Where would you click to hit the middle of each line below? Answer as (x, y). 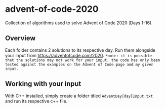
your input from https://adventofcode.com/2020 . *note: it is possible (79, 55)
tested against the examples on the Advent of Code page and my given (79, 64)
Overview (21, 38)
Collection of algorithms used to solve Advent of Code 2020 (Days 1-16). (79, 23)
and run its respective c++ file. (36, 101)
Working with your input (43, 84)
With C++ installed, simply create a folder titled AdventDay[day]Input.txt (79, 96)
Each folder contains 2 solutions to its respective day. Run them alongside (80, 50)
